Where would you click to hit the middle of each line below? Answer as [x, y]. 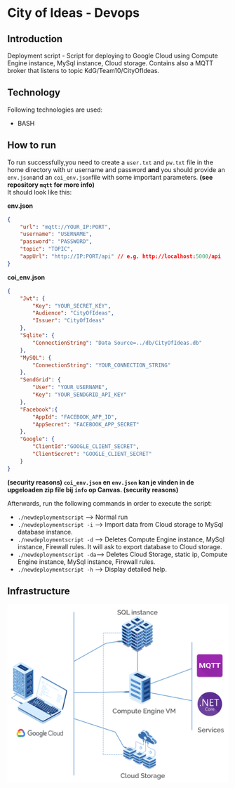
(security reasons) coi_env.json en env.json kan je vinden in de [101, 482]
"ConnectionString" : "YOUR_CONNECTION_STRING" [102, 365]
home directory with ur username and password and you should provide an [116, 169]
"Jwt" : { [33, 298]
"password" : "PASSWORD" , [56, 242]
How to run [32, 145]
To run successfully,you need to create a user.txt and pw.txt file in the [110, 162]
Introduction [35, 39]
